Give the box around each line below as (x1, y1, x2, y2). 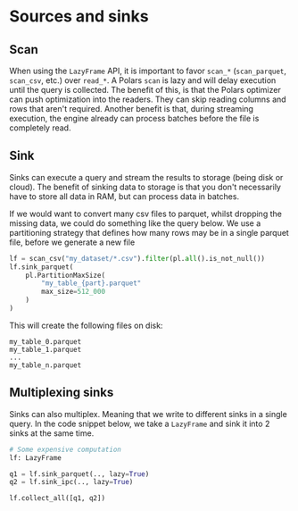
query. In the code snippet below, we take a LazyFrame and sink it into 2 (9, 418, 270, 429)
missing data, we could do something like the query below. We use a (9, 217, 261, 229)
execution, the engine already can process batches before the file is (9, 113, 260, 123)
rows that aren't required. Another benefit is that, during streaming (9, 104, 254, 113)
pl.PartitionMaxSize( (25, 271, 105, 280)
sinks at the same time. (9, 427, 95, 439)
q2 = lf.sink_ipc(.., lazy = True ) (9, 478, 134, 487)
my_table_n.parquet (9, 360, 82, 370)
